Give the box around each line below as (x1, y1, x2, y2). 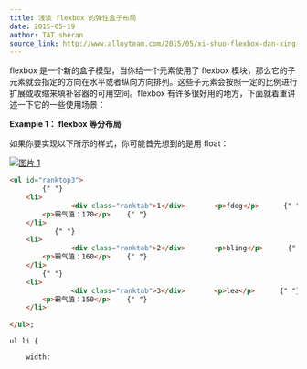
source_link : (9, 38, 59, 48)
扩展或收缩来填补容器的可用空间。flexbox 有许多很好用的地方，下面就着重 (9, 88, 288, 99)
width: (26, 353, 51, 362)
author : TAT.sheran (9, 30, 84, 39)
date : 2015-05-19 (9, 22, 76, 31)
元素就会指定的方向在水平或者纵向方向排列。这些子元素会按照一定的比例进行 (9, 77, 298, 88)
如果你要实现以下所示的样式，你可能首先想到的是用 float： (9, 138, 229, 149)
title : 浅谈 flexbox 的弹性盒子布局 (9, 13, 137, 23)
